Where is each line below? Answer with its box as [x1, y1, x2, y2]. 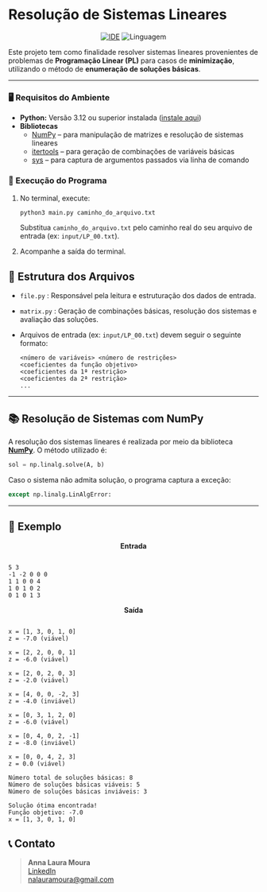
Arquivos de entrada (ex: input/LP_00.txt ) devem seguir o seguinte [19, 330, 242, 339]
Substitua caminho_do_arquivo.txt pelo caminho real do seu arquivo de [19, 223, 253, 232]
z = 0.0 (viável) [8, 759, 66, 768]
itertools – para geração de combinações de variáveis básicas [31, 147, 235, 157]
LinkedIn [27, 867, 56, 876]
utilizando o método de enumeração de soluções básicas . [8, 64, 201, 73]
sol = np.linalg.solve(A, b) [8, 461, 105, 469]
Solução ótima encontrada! [8, 801, 98, 809]
